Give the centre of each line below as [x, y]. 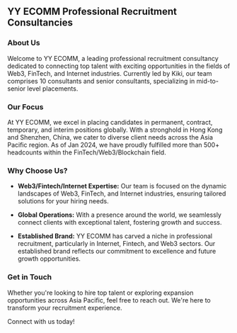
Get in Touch [30, 277]
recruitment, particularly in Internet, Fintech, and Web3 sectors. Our [116, 244]
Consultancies [40, 23]
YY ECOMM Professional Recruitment [92, 12]
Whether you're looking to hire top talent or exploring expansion [100, 293]
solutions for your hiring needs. [63, 201]
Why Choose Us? [38, 171]
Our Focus [25, 107]
